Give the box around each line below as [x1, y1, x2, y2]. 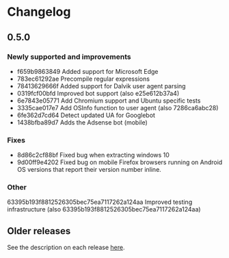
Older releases [7, 225, 71, 237]
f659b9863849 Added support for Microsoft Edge [16, 67, 159, 75]
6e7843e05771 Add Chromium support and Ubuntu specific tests [16, 96, 201, 105]
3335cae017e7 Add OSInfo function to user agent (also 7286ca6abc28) [16, 103, 219, 112]
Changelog [7, 4, 71, 20]
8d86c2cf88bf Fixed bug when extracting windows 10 [16, 151, 170, 159]
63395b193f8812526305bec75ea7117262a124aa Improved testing [7, 198, 193, 206]
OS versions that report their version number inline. [16, 166, 162, 174]
